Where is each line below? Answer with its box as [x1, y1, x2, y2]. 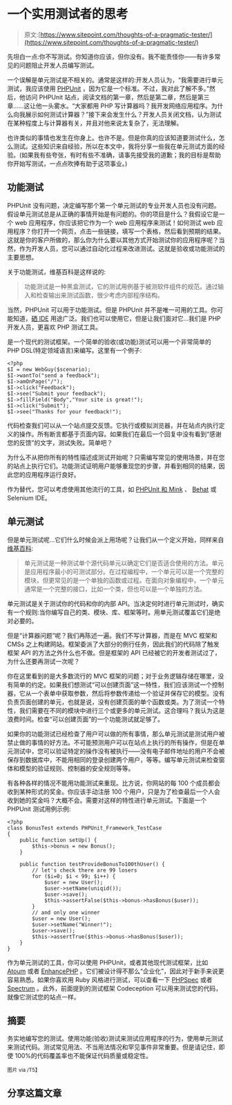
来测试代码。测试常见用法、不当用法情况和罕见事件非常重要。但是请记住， [7, 1043, 219, 1051]
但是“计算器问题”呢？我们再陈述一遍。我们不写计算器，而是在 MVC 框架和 [7, 631, 217, 639]
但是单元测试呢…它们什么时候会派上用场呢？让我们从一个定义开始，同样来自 [7, 536, 224, 544]
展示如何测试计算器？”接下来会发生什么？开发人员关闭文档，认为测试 [25, 110, 222, 118]
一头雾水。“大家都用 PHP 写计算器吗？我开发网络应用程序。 [41, 101, 212, 110]
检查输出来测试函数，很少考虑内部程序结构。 [36, 291, 164, 299]
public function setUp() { [19, 837, 97, 843]
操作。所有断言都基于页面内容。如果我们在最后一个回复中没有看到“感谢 [19, 429, 222, 438]
